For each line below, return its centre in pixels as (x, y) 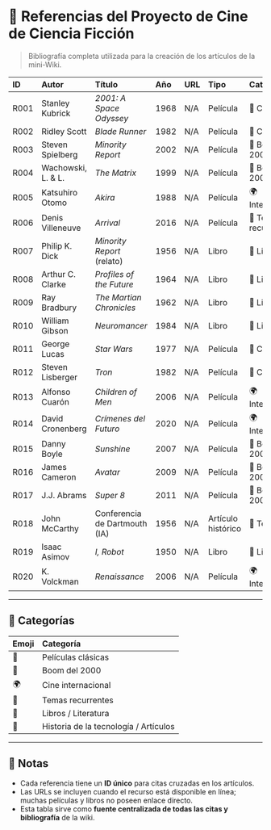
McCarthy (60, 528)
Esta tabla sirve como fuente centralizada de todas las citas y (124, 809)
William (55, 321)
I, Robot (109, 551)
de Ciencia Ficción (71, 34)
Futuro (107, 429)
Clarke (54, 284)
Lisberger (60, 377)
